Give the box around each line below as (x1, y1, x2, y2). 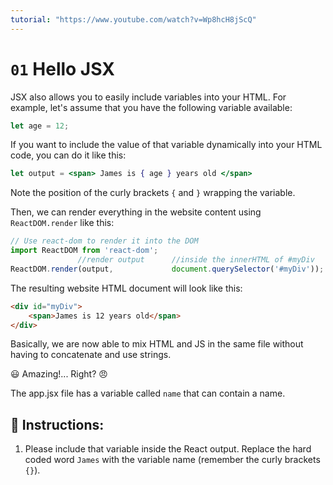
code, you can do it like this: (10, 149, 127, 161)
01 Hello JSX (10, 57, 115, 80)
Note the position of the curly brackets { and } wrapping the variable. (10, 187, 296, 199)
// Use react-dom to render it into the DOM (10, 236, 199, 246)
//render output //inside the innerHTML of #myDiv (77, 255, 315, 265)
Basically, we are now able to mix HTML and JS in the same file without (10, 338, 304, 350)
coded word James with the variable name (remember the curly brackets (24, 454, 321, 466)
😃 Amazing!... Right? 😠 (10, 368, 108, 380)
